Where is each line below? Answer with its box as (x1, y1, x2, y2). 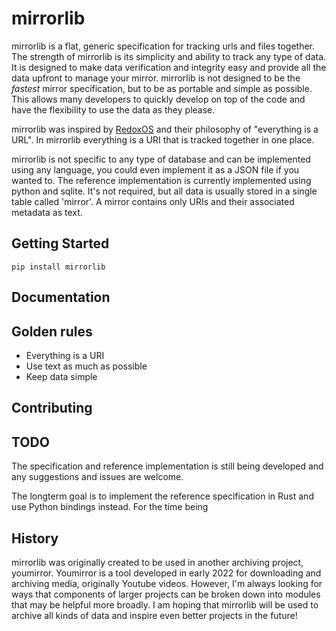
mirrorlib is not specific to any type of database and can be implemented (11, 153, 311, 165)
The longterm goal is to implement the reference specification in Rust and (11, 490, 314, 502)
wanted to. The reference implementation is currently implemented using (11, 174, 312, 186)
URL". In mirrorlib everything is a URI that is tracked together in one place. (11, 133, 315, 146)
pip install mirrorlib (11, 262, 106, 272)
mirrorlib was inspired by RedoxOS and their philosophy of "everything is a (11, 123, 319, 135)
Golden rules (11, 323, 93, 340)
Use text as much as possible (25, 360, 148, 372)
